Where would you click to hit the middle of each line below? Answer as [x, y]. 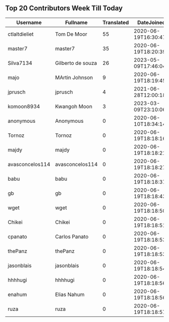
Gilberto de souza [76, 63]
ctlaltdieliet [21, 34]
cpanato [18, 236]
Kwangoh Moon [74, 106]
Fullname [76, 22]
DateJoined [152, 22]
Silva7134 [20, 63]
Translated [116, 22]
